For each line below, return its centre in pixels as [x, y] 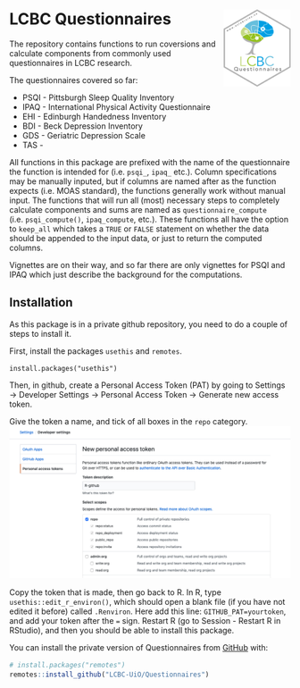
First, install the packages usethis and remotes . [96, 351]
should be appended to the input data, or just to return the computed [136, 238]
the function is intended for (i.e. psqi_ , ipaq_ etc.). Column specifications [143, 172]
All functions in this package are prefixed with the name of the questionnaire [150, 162]
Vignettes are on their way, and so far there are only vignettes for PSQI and [147, 264]
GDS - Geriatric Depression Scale [83, 135]
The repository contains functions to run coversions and [112, 44]
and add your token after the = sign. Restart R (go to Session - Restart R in [145, 620]
